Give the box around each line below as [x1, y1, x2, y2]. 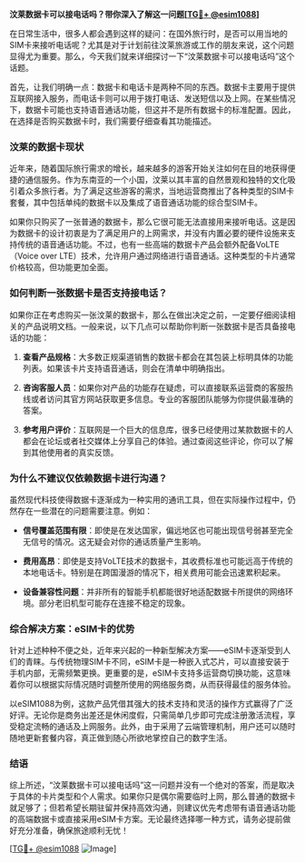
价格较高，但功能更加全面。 [9, 262, 113, 273]
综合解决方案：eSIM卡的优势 [9, 622, 135, 635]
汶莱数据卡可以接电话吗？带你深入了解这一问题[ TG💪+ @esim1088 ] [9, 9, 261, 19]
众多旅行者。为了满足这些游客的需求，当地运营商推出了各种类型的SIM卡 [25, 186, 295, 196]
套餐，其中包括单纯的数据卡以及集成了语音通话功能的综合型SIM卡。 [9, 197, 263, 208]
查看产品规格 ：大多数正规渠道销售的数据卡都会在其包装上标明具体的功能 [22, 351, 293, 362]
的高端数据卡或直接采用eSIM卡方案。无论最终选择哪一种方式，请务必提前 [9, 814, 283, 825]
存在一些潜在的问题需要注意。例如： [16, 505, 152, 517]
